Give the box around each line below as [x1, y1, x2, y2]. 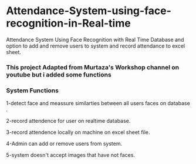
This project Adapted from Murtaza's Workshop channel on [6, 63, 180, 71]
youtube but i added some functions [6, 71, 111, 79]
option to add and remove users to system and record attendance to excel [6, 42, 185, 49]
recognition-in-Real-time [6, 16, 131, 30]
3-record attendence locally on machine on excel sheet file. [6, 129, 150, 136]
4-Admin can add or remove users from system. [6, 140, 122, 148]
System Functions [6, 86, 59, 95]
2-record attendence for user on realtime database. [6, 118, 131, 125]
